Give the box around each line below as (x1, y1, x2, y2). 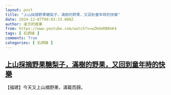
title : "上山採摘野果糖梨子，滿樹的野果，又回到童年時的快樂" (5, 12, 120, 17)
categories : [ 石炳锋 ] (5, 40, 53, 45)
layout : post (5, 7, 33, 13)
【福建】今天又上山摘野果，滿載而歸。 (5, 84, 85, 90)
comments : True (5, 36, 38, 41)
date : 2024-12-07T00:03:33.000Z (5, 17, 74, 22)
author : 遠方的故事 (5, 21, 43, 27)
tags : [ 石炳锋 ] (5, 31, 40, 36)
